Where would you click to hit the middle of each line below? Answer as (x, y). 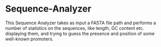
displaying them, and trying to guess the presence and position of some (80, 33)
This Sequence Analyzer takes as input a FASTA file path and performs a (81, 23)
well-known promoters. (30, 39)
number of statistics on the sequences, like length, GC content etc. (75, 28)
